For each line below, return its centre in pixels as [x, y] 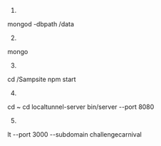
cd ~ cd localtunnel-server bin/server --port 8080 [81, 107]
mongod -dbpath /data [41, 24]
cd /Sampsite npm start [42, 79]
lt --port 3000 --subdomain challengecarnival [75, 134]
